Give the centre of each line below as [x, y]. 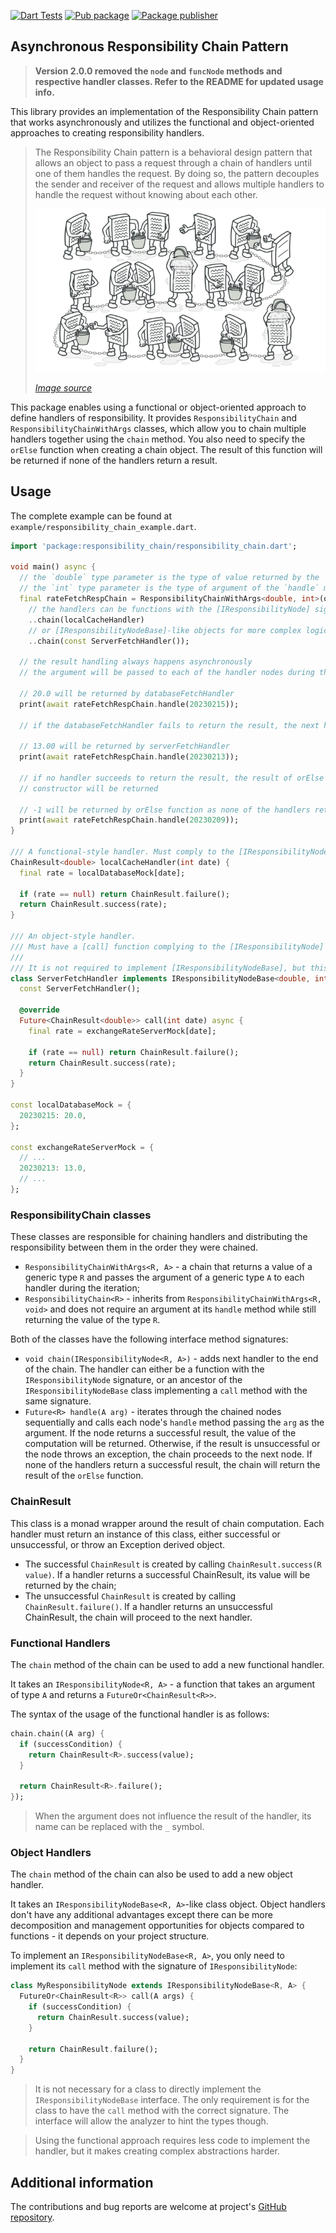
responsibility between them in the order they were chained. [134, 1247]
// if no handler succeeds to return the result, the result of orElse [172, 778]
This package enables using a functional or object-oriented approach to [158, 407]
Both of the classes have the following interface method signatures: [149, 1339]
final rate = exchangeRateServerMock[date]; [122, 1031]
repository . [32, 2217]
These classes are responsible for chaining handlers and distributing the [159, 1237]
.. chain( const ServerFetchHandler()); [109, 641]
